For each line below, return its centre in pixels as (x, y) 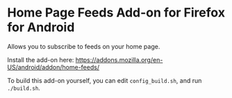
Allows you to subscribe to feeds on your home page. (84, 46)
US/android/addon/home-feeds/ (53, 67)
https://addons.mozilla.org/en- (119, 59)
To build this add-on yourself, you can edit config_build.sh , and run (105, 80)
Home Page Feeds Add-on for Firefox (116, 13)
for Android (41, 27)
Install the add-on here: (41, 59)
